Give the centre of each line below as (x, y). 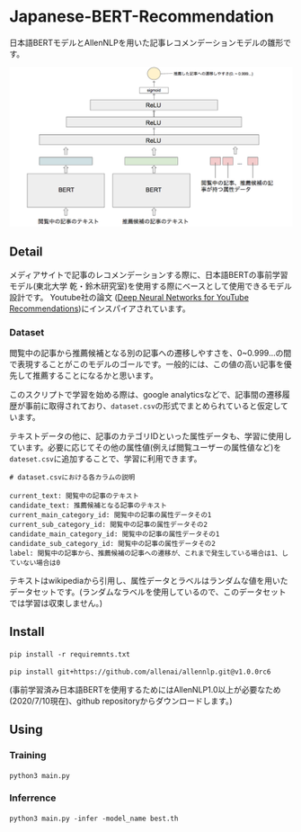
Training (28, 756)
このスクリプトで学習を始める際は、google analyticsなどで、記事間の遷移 (146, 395)
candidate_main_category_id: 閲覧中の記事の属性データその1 (115, 534)
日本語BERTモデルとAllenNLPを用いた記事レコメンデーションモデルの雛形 (146, 42)
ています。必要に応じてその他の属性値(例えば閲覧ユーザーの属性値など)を (146, 448)
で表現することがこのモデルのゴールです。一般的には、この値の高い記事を (147, 364)
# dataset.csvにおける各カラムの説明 (72, 478)
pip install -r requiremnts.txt (70, 654)
